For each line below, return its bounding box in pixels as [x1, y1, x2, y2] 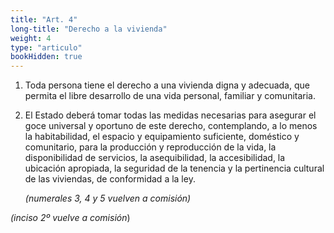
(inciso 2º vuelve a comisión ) [10, 212, 131, 224]
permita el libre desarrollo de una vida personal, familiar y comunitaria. [24, 90, 316, 102]
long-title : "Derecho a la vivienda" [10, 24, 168, 34]
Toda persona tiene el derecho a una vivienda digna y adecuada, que [24, 79, 310, 91]
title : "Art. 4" [10, 14, 78, 25]
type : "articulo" [10, 42, 83, 53]
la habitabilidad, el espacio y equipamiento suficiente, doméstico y [24, 131, 300, 143]
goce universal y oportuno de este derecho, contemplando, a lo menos [24, 120, 318, 132]
